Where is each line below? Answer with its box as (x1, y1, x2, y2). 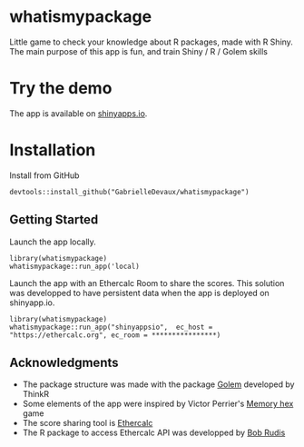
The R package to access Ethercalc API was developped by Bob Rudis (22, 427, 286, 438)
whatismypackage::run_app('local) (9, 262, 141, 271)
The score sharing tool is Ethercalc (22, 418, 153, 429)
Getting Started (9, 212, 99, 228)
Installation (9, 140, 96, 161)
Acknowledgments (9, 355, 120, 371)
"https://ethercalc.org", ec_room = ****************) (9, 330, 221, 340)
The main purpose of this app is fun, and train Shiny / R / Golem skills (9, 45, 269, 56)
